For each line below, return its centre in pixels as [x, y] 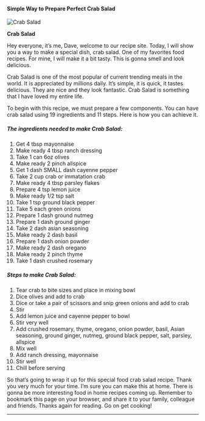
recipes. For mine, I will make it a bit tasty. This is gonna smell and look [96, 59]
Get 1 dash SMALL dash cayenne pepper [67, 170]
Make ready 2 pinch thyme [49, 254]
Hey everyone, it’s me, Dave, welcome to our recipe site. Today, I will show [100, 46]
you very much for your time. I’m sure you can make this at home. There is [100, 386]
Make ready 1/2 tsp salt [45, 196]
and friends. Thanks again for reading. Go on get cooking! [80, 406]
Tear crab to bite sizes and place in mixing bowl [75, 290]
